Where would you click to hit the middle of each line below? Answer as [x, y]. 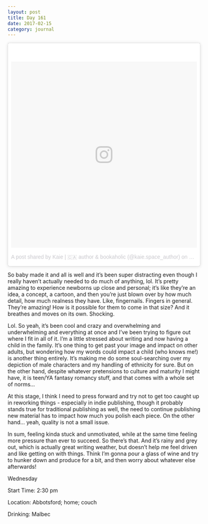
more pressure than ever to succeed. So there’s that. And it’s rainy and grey [102, 441]
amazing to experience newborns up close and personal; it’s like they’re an [102, 288]
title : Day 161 [27, 18]
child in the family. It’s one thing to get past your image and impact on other [103, 345]
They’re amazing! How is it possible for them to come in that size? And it [98, 308]
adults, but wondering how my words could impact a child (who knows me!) [103, 352]
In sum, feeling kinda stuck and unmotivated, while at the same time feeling [102, 434]
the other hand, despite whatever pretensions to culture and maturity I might [104, 371]
